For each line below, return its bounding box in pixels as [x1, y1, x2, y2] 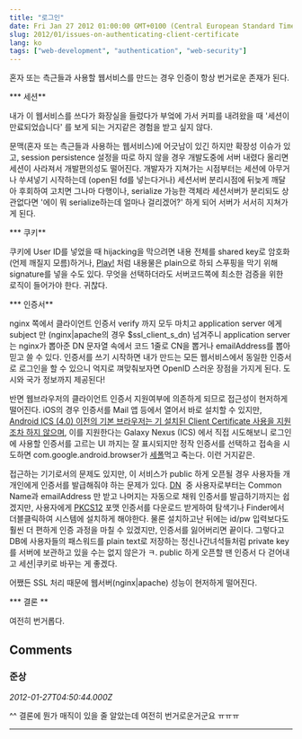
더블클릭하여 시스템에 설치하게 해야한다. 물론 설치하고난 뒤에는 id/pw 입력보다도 [9, 514, 289, 524]
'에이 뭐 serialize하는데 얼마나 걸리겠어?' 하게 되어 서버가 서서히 [40, 197, 265, 207]
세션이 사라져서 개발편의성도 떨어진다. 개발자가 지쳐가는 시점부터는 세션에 [9, 163, 267, 174]
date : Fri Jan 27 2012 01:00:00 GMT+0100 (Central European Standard [9, 22, 276, 31]
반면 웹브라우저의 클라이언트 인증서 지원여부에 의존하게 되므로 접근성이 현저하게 [9, 393, 289, 404]
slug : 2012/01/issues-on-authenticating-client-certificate [9, 30, 240, 39]
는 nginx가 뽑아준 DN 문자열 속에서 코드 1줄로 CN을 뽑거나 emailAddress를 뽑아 [9, 340, 290, 351]
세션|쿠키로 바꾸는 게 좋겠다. [18, 559, 118, 569]
